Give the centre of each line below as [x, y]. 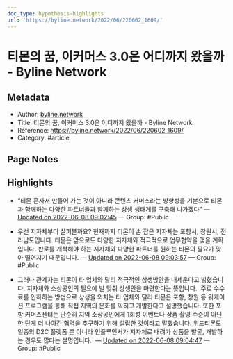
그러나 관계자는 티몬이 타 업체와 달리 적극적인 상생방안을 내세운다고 [108, 279]
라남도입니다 [34, 240]
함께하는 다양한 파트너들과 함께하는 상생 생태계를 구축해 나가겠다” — [117, 209]
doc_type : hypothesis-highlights [56, 14]
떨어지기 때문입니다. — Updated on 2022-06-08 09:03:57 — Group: [120, 257]
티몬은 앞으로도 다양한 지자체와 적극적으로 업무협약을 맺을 [132, 240]
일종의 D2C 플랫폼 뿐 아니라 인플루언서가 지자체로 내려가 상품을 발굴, [111, 331]
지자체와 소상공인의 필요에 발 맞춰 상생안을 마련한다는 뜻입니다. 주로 [119, 288]
